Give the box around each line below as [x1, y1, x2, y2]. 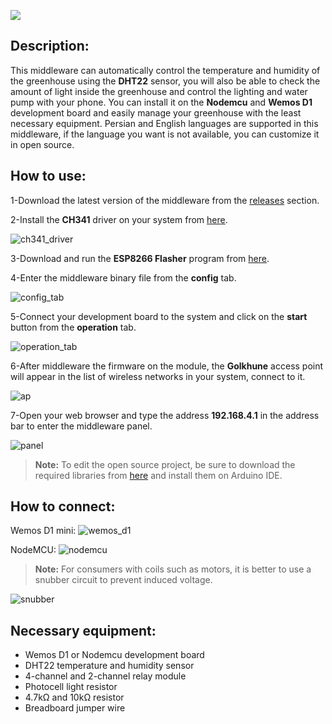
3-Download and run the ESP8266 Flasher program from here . [10, 252, 270, 264]
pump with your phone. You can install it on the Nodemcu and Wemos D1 [10, 96, 313, 108]
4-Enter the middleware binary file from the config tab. [10, 271, 237, 284]
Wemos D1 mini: [10, 525, 77, 537]
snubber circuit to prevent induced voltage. [34, 574, 213, 586]
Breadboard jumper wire [24, 702, 126, 714]
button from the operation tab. [10, 321, 137, 333]
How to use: [10, 168, 87, 185]
